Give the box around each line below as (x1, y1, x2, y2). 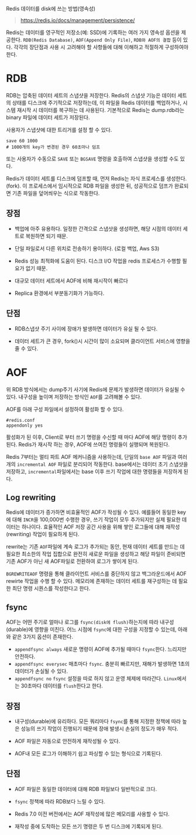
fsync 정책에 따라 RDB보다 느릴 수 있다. (14, 797, 105, 805)
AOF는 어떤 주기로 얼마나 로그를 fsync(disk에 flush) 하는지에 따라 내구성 (6, 619, 174, 626)
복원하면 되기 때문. (25, 232, 68, 239)
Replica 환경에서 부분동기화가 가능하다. (14, 289, 105, 296)
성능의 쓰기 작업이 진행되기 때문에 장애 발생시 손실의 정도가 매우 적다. (20, 725, 178, 732)
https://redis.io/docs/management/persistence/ (20, 17, 135, 23)
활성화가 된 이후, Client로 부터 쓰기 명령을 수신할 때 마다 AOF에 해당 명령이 (6, 433, 177, 441)
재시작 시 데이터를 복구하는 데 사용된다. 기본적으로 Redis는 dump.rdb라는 (16, 106, 185, 113)
